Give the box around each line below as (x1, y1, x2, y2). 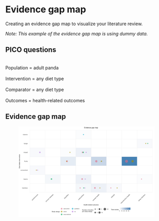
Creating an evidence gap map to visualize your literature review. (5, 21, 143, 27)
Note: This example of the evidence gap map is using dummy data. (5, 30, 148, 36)
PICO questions (5, 45, 57, 54)
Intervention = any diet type (5, 76, 64, 82)
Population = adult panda (5, 64, 59, 70)
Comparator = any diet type (5, 86, 64, 93)
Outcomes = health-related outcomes (5, 97, 85, 103)
